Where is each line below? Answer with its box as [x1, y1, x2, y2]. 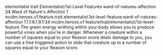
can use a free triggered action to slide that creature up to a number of [5, 40, 147, 45]
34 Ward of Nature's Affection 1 [5, 9, 68, 14]
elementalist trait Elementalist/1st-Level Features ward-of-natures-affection [5, 4, 156, 9]
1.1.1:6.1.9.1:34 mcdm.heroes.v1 [24, 19, 85, 25]
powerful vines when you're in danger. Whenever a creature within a [5, 29, 143, 35]
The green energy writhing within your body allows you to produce [20, 24, 154, 30]
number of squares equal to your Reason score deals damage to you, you [5, 35, 152, 40]
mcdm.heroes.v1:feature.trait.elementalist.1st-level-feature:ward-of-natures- [5, 14, 158, 20]
